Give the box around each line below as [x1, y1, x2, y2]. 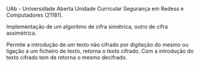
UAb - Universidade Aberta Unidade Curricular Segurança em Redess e [6, 5, 184, 12]
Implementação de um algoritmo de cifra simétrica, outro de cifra [6, 23, 168, 30]
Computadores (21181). [6, 11, 63, 19]
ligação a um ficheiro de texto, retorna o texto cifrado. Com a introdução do [6, 47, 194, 55]
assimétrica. [6, 29, 37, 37]
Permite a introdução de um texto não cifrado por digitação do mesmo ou [6, 41, 189, 48]
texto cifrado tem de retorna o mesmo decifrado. [6, 54, 128, 61]
